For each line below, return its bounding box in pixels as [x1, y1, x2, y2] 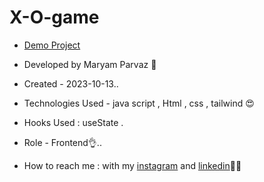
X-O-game [9, 6, 100, 29]
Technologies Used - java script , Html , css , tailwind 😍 [23, 97, 255, 109]
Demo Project [23, 39, 81, 51]
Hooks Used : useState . [23, 116, 124, 128]
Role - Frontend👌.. [23, 136, 102, 148]
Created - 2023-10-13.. [23, 77, 119, 90]
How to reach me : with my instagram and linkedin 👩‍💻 [23, 159, 242, 171]
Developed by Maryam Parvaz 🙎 [23, 58, 157, 70]
